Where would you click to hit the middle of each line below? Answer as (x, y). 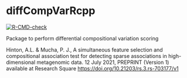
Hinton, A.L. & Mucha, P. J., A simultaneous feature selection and (84, 50)
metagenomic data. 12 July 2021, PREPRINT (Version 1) (103, 62)
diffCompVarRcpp (51, 11)
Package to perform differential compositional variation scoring (82, 38)
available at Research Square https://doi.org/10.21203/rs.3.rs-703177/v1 (92, 68)
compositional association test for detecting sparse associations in (86, 56)
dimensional (21, 62)
